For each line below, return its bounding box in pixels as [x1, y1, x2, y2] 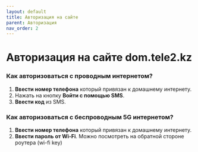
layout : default [6, 8, 46, 15]
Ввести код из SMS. [14, 98, 67, 105]
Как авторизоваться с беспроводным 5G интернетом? [6, 113, 174, 121]
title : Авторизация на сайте [6, 14, 78, 20]
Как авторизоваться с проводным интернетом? [6, 72, 153, 80]
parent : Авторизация [6, 20, 58, 26]
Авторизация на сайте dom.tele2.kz [6, 51, 192, 64]
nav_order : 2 [6, 25, 39, 31]
